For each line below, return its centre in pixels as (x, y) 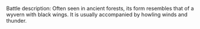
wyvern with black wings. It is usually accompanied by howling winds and (97, 14)
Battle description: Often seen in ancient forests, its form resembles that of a (100, 8)
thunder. (16, 21)
